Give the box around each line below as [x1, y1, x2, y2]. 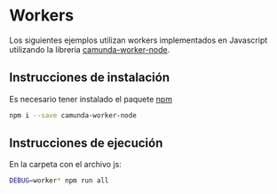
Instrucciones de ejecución [9, 135, 163, 151]
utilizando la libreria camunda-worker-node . [9, 44, 170, 54]
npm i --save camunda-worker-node [9, 110, 138, 120]
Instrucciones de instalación [9, 70, 170, 85]
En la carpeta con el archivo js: [9, 159, 122, 170]
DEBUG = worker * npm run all [9, 176, 109, 185]
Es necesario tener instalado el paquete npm [9, 93, 173, 104]
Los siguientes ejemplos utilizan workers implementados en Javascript [9, 35, 268, 45]
